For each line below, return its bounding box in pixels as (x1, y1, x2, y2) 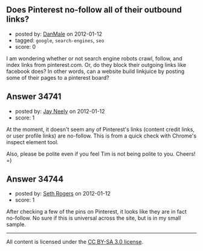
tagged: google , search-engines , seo (14, 36, 105, 44)
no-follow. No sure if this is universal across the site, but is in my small (6, 214, 181, 222)
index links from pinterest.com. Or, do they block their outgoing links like (6, 61, 186, 68)
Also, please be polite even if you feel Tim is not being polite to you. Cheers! (6, 150, 196, 157)
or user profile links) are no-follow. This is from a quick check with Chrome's (6, 132, 197, 139)
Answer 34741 (6, 92, 62, 102)
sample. (6, 221, 26, 228)
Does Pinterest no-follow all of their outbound (6, 5, 182, 15)
